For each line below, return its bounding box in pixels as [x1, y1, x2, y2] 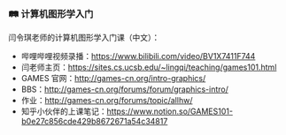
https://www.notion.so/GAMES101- [106, 106, 234, 116]
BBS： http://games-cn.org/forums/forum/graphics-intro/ [20, 84, 229, 94]
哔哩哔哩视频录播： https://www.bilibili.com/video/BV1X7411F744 [20, 51, 256, 62]
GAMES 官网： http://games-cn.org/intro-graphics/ [20, 73, 206, 84]
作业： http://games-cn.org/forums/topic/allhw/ [20, 95, 193, 106]
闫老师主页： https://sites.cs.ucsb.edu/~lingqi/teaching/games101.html [20, 62, 277, 72]
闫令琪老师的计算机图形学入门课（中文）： [8, 33, 160, 43]
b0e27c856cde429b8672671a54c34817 [20, 116, 168, 127]
